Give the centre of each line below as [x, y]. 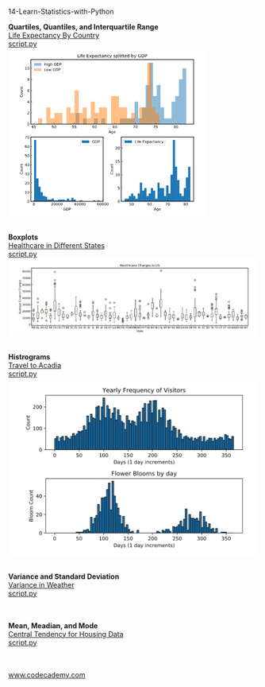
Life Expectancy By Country [54, 35]
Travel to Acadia [35, 366]
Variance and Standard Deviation [64, 576]
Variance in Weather [41, 584]
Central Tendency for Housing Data [66, 634]
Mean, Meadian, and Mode [53, 625]
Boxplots [23, 237]
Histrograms [29, 357]
